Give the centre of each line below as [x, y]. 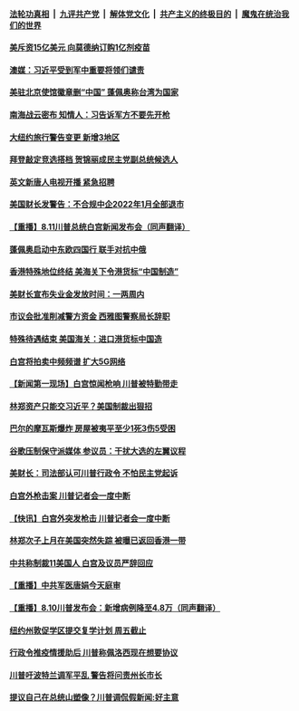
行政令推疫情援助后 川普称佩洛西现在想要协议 [94, 653]
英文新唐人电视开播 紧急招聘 [62, 182]
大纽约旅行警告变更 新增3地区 [65, 137]
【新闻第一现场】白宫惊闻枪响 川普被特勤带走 [94, 384]
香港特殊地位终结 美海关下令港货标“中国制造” [94, 272]
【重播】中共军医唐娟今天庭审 [65, 585]
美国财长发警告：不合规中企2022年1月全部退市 [96, 205]
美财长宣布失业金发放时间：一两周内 [77, 293]
